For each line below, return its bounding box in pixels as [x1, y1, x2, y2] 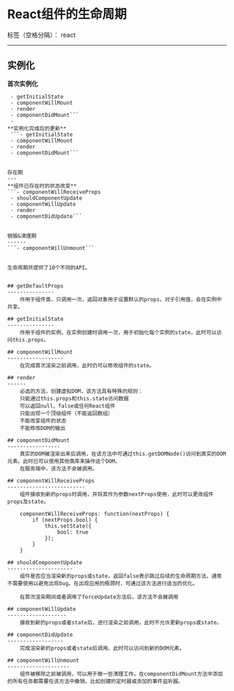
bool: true [56, 528, 89, 536]
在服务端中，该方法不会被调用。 [19, 465, 98, 472]
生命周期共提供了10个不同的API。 [7, 264, 91, 271]
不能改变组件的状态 [19, 417, 67, 424]
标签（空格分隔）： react [7, 31, 76, 39]
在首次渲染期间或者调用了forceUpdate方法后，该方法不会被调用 [19, 593, 179, 601]
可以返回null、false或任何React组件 [19, 402, 116, 409]
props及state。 [7, 498, 49, 505]
